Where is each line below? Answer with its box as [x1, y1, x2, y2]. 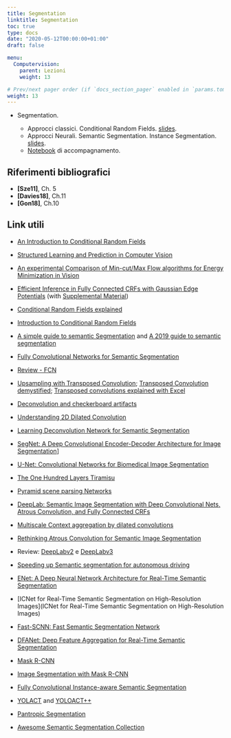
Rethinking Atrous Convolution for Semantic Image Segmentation [16, 534, 201, 542]
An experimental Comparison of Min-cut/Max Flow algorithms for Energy [16, 264, 224, 272]
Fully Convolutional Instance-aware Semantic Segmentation [16, 683, 187, 691]
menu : [7, 54, 23, 62]
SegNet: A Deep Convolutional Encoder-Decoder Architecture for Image [16, 439, 221, 447]
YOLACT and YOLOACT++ [16, 696, 91, 704]
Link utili [7, 219, 45, 231]
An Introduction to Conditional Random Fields [16, 237, 146, 245]
